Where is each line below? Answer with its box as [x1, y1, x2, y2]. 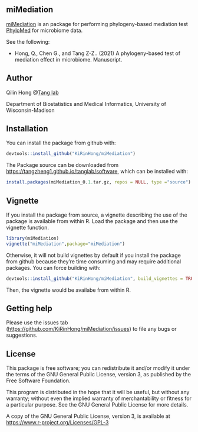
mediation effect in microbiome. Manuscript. [14, 56, 123, 63]
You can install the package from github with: [6, 139, 116, 147]
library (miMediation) [6, 236, 60, 241]
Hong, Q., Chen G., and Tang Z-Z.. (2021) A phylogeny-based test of [14, 50, 181, 57]
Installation [6, 124, 48, 134]
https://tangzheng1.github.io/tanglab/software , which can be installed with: [6, 168, 189, 175]
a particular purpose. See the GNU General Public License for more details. [6, 401, 189, 408]
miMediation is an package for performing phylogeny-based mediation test [6, 20, 189, 27]
